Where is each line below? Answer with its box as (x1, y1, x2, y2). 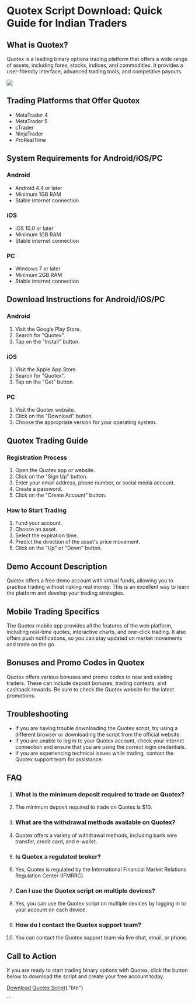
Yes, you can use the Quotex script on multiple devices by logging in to (15, 900, 186, 907)
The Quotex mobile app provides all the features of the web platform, (6, 622, 173, 629)
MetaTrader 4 (15, 111, 48, 118)
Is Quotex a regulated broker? (15, 852, 101, 860)
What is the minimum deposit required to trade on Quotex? (15, 790, 185, 798)
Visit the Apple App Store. (15, 366, 78, 373)
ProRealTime (15, 136, 46, 143)
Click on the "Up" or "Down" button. (15, 544, 102, 552)
